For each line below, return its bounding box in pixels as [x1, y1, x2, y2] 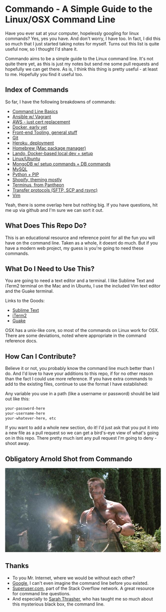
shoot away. [5, 441, 30, 447]
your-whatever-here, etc [5, 416, 56, 421]
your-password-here [5, 406, 45, 411]
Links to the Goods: [5, 298, 45, 304]
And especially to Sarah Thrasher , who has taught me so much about [12, 596, 153, 602]
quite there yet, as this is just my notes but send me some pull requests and [5, 61, 159, 67]
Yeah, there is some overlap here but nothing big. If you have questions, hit [5, 202, 158, 208]
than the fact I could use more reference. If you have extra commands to [5, 376, 153, 382]
